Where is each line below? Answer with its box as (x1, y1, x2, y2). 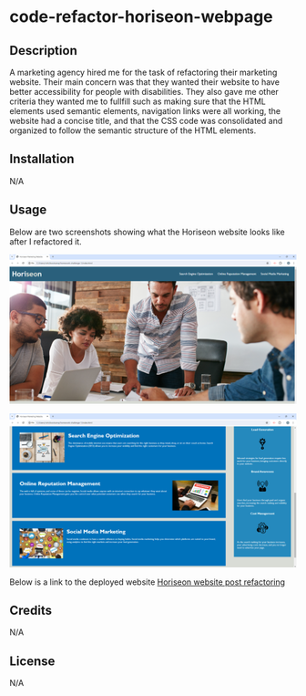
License (9, 653, 56, 669)
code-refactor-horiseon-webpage (9, 6, 273, 27)
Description (9, 43, 77, 58)
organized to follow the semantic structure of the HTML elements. (9, 125, 257, 136)
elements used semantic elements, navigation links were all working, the (9, 106, 280, 116)
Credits (9, 603, 53, 618)
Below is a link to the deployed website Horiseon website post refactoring (9, 577, 285, 587)
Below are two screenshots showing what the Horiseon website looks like (9, 226, 285, 237)
